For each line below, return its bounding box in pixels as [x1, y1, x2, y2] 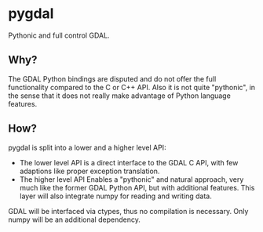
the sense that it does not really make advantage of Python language [8, 91, 232, 100]
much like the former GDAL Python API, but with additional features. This [19, 183, 255, 192]
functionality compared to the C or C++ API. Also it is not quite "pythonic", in [8, 82, 256, 92]
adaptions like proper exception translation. [19, 166, 160, 176]
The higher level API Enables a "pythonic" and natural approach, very [19, 174, 244, 184]
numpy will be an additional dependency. [8, 215, 141, 224]
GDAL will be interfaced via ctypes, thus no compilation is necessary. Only [8, 206, 249, 216]
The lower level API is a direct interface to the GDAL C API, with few [19, 158, 239, 167]
